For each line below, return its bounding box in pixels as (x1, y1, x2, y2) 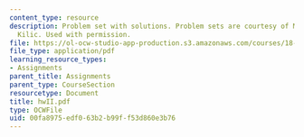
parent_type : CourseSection (9, 80, 116, 89)
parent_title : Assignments (9, 72, 111, 81)
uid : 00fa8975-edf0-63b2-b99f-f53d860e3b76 (9, 114, 176, 123)
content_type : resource (9, 13, 100, 23)
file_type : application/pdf (9, 47, 116, 56)
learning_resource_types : (9, 55, 107, 64)
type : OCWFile (9, 105, 63, 114)
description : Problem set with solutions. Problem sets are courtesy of (9, 22, 290, 31)
